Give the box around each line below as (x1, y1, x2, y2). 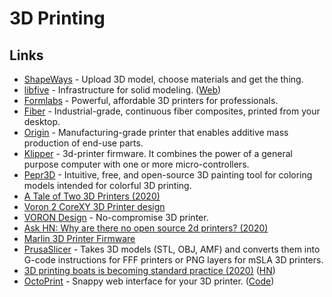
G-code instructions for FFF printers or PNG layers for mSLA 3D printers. (23, 254, 324, 266)
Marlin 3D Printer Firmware (23, 233, 136, 244)
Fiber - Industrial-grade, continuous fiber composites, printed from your (23, 105, 321, 117)
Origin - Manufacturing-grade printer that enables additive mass (23, 127, 289, 138)
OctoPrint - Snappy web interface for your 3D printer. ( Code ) (23, 275, 275, 287)
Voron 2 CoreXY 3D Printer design (23, 201, 166, 212)
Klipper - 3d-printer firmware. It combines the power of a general (23, 148, 293, 159)
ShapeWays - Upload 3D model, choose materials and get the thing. (23, 73, 304, 85)
